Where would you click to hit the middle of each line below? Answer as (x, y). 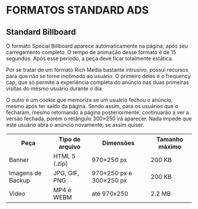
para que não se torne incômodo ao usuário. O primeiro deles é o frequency (98, 76)
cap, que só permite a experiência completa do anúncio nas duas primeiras (98, 82)
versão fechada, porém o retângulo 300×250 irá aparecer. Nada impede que (99, 119)
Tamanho (170, 139)
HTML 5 (64, 156)
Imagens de (25, 173)
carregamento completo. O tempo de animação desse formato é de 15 (91, 52)
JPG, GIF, (66, 173)
